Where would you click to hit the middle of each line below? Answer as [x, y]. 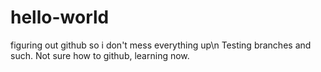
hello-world [60, 17]
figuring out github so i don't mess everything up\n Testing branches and [161, 45]
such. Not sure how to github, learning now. [100, 55]
